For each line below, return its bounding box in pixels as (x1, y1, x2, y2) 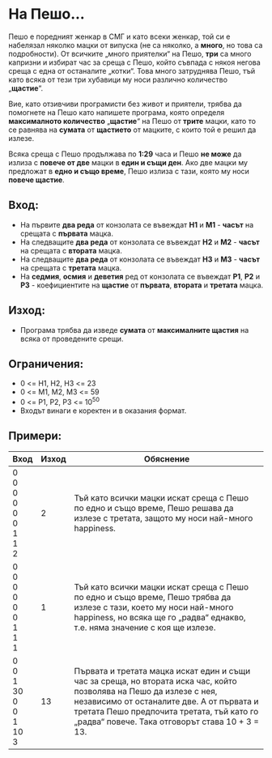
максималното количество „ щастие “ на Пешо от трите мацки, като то (8, 116, 257, 126)
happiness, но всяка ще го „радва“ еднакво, (74, 611, 246, 623)
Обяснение (144, 453, 190, 464)
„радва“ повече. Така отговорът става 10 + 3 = (74, 716, 259, 727)
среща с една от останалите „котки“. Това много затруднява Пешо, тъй (8, 66, 256, 75)
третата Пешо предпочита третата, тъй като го (74, 705, 259, 717)
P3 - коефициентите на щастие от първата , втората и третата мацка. (19, 280, 264, 290)
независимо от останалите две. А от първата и (74, 696, 259, 707)
